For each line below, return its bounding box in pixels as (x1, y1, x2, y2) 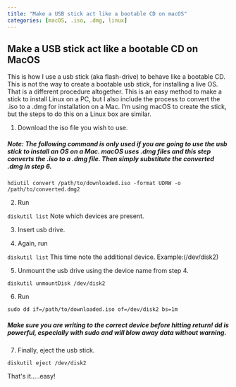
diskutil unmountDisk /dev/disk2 (7, 280, 106, 287)
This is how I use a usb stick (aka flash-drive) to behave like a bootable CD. (7, 72, 225, 81)
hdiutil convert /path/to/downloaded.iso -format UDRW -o (7, 180, 181, 187)
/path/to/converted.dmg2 (7, 186, 80, 193)
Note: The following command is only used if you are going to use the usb (7, 139, 228, 148)
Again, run (17, 239, 48, 248)
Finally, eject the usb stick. (17, 346, 95, 355)
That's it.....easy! (7, 372, 56, 381)
